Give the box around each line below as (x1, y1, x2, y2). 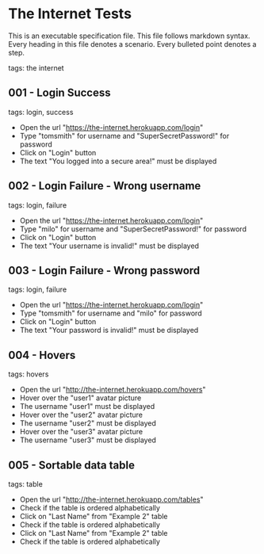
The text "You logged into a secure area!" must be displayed (19, 156, 217, 166)
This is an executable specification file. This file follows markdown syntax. (8, 31, 251, 40)
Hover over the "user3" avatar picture (19, 427, 143, 437)
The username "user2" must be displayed (19, 418, 157, 428)
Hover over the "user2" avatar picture (19, 410, 143, 420)
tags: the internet (8, 63, 65, 72)
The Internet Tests (8, 5, 132, 23)
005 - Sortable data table (8, 458, 135, 472)
